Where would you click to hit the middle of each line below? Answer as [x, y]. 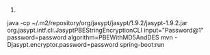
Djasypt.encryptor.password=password [63, 44]
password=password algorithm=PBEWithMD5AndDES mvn [90, 37]
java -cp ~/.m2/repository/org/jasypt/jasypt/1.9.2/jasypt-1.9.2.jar [97, 23]
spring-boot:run [142, 44]
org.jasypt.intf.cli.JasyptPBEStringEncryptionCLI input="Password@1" [105, 30]
